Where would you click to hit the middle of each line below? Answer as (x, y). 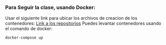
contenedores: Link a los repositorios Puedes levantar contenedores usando (83, 23)
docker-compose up (24, 38)
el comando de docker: (29, 29)
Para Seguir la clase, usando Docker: (50, 7)
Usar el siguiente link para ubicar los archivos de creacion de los (71, 18)
